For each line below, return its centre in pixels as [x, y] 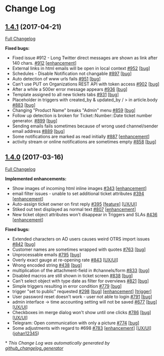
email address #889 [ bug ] [39, 131]
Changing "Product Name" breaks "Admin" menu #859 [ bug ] [74, 110]
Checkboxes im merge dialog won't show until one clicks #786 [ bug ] [82, 312]
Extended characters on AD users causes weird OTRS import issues [81, 239]
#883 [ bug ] [24, 105]
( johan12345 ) [26, 333]
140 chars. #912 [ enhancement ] [44, 63]
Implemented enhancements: [36, 179]
